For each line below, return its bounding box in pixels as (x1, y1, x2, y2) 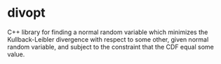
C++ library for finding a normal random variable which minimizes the (7, 28, 208, 36)
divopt (7, 5, 46, 21)
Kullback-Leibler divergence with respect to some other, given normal (7, 35, 209, 43)
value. (7, 50, 25, 58)
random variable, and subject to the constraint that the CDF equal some (7, 42, 214, 51)
